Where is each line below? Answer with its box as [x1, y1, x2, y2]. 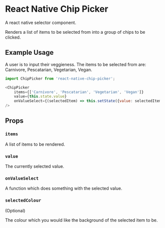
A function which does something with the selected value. [5, 185, 123, 191]
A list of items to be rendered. [5, 141, 65, 147]
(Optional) [5, 207, 26, 213]
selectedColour [5, 198, 42, 204]
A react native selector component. [5, 20, 77, 25]
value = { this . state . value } [14, 94, 67, 99]
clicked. [5, 34, 21, 40]
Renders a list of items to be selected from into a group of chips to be [5, 29, 146, 35]
